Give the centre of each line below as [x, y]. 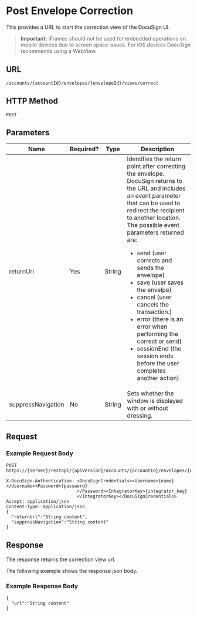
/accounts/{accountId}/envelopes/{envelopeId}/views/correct [82, 83]
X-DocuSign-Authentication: [40, 481]
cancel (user [154, 297]
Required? [85, 149]
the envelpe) [154, 290]
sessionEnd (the [159, 349]
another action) [158, 378]
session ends [155, 356]
